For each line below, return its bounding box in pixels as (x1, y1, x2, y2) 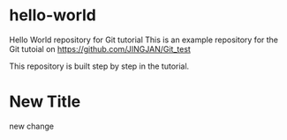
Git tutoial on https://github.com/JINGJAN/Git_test (9, 43, 192, 54)
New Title (9, 92, 81, 112)
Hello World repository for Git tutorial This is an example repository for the (9, 34, 279, 45)
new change (9, 121, 55, 131)
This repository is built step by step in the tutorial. (9, 61, 190, 71)
